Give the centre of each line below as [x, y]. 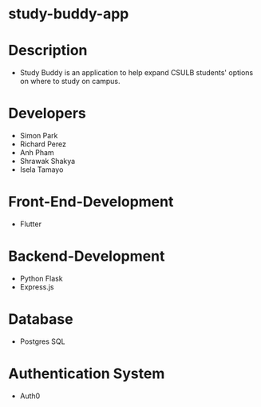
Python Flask [41, 278]
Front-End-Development [91, 202]
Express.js [37, 287]
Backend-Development [87, 256]
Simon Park [39, 136]
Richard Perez [43, 144]
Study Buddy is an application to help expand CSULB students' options [136, 73]
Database [41, 319]
